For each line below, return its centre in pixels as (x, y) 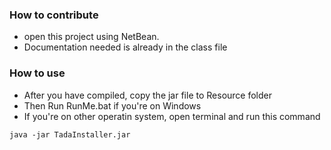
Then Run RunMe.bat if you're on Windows (112, 105)
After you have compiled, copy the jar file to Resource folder (148, 95)
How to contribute (54, 15)
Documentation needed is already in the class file (125, 47)
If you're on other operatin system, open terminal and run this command (172, 116)
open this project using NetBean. (91, 37)
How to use (37, 73)
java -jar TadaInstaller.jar (70, 134)
